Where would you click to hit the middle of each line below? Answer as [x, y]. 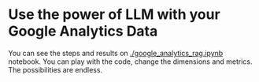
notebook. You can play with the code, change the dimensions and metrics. [131, 61]
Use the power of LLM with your [114, 15]
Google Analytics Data [83, 31]
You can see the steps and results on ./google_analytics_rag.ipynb [116, 53]
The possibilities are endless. [55, 69]
